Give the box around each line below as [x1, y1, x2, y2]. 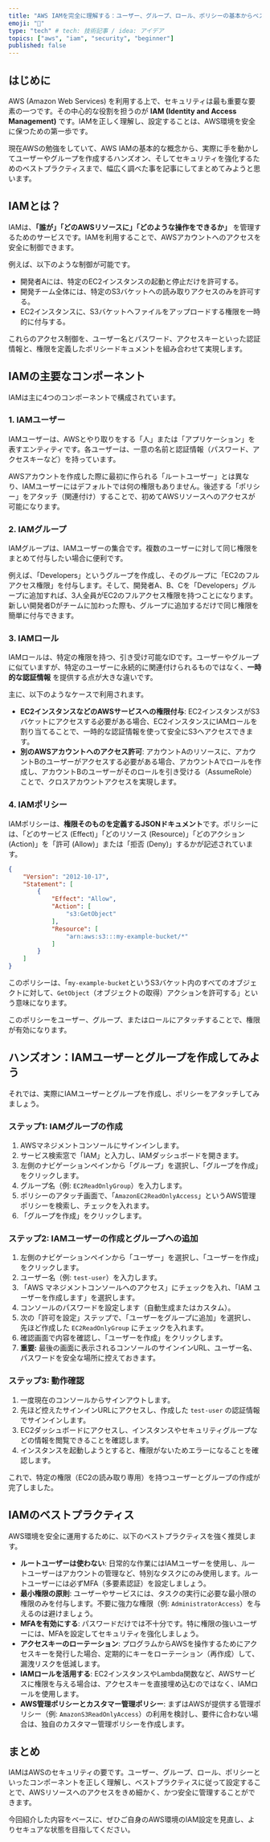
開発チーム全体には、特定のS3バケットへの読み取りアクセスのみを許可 [19, 286, 255, 296]
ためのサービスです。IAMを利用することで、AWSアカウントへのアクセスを [14, 232, 261, 242]
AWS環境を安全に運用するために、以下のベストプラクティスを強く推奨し [8, 1531, 249, 1541]
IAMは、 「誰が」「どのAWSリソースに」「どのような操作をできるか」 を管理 [8, 222, 255, 231]
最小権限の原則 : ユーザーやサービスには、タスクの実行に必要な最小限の [19, 1588, 257, 1598]
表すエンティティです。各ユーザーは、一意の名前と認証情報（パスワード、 [8, 444, 253, 454]
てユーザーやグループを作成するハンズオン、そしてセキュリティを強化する [8, 153, 253, 163]
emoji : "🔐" [8, 19, 45, 27]
